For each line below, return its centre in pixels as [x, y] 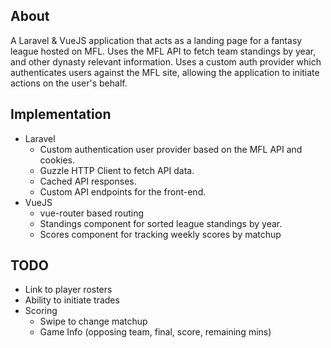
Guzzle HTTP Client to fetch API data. [117, 170]
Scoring [41, 311]
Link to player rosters [68, 290]
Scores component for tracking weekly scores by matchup [160, 234]
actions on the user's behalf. [69, 83]
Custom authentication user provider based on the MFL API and [171, 149]
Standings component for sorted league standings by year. [161, 223]
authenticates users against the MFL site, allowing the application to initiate [165, 72]
